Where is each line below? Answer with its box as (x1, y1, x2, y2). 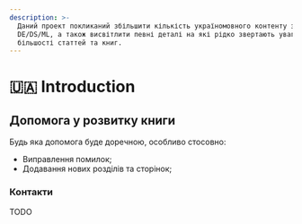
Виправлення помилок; (22, 154, 112, 165)
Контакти (9, 185, 54, 198)
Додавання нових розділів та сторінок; (22, 163, 173, 175)
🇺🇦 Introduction (9, 77, 136, 97)
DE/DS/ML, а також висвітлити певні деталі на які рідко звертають (17, 30, 276, 39)
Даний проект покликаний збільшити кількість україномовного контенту (17, 22, 288, 30)
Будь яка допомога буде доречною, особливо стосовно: (9, 136, 226, 148)
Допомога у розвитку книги (9, 113, 175, 128)
